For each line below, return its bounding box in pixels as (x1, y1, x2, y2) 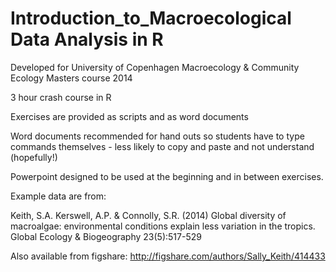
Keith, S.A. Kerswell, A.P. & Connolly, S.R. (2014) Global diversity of (10, 209, 287, 221)
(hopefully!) (10, 151, 58, 163)
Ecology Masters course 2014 (10, 72, 133, 84)
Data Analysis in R (10, 28, 164, 51)
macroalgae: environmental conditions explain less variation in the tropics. (10, 220, 316, 232)
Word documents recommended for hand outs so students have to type (10, 130, 305, 142)
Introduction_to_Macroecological (10, 7, 292, 30)
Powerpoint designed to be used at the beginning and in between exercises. (10, 170, 324, 182)
